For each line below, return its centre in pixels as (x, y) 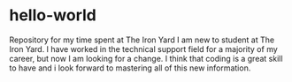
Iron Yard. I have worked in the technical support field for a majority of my (144, 48)
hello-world (53, 15)
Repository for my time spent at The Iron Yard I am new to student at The (142, 40)
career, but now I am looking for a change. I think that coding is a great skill (146, 58)
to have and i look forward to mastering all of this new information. (130, 68)
